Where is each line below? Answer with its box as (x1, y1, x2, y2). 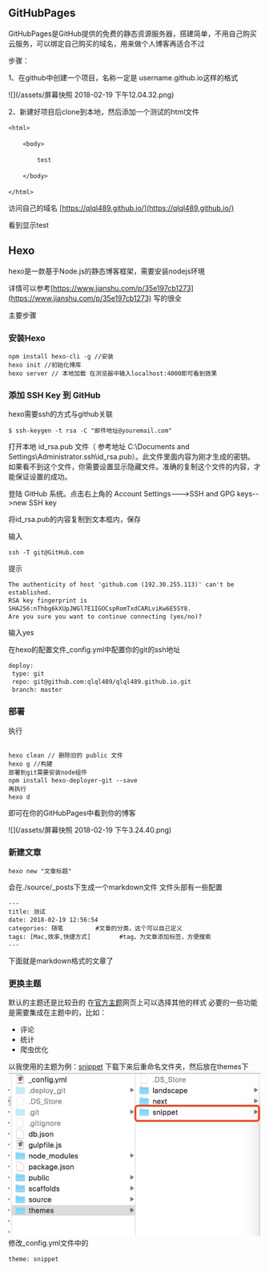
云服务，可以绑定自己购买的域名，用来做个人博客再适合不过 (8, 38, 205, 48)
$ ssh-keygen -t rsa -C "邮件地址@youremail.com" (8, 427, 172, 435)
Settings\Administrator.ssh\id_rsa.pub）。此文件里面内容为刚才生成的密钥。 (8, 452, 255, 462)
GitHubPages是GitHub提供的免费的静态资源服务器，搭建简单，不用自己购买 (8, 28, 258, 38)
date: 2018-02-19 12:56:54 (8, 916, 98, 924)
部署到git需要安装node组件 (8, 768, 88, 776)
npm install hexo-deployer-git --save (8, 776, 138, 784)
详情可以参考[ (8, 283, 54, 293)
